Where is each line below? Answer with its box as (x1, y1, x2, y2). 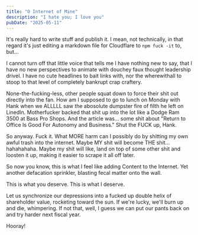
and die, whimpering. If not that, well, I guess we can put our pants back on (6, 205, 190, 212)
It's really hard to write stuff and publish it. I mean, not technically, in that (6, 36, 183, 43)
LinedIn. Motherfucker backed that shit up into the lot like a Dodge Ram (6, 109, 180, 116)
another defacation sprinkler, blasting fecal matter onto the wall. (6, 169, 162, 177)
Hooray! (6, 223, 26, 230)
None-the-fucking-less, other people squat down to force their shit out (6, 90, 178, 97)
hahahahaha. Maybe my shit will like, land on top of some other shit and (6, 145, 181, 152)
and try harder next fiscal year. (6, 211, 81, 218)
